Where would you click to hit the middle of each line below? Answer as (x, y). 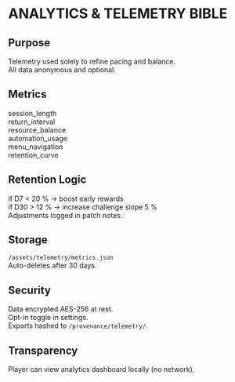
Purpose (29, 43)
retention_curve (33, 155)
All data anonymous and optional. (62, 70)
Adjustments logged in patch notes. (65, 215)
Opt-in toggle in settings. (48, 318)
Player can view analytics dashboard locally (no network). (101, 369)
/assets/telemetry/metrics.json (61, 258)
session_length (33, 113)
